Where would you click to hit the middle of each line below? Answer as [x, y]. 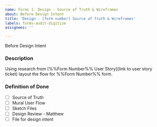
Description [19, 58]
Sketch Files [24, 108]
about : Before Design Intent [35, 14]
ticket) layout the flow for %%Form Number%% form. [59, 74]
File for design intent [33, 119]
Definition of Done [27, 87]
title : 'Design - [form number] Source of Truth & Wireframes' [70, 18]
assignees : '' [19, 28]
